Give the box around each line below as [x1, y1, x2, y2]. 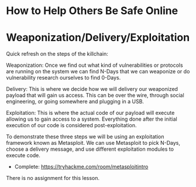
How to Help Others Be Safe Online [6, 4, 178, 18]
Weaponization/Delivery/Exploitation [6, 31, 190, 45]
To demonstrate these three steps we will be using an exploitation [6, 133, 164, 140]
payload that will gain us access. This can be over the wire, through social [6, 92, 184, 99]
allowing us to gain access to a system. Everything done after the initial [6, 115, 177, 123]
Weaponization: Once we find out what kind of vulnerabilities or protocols [6, 62, 183, 69]
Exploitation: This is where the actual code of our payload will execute [6, 110, 175, 117]
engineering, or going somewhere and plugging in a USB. [6, 98, 145, 105]
